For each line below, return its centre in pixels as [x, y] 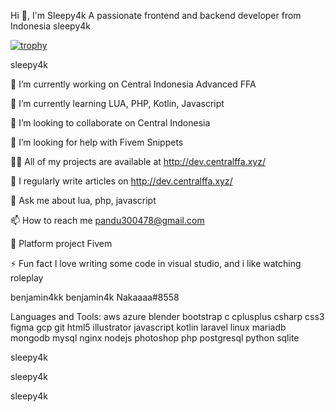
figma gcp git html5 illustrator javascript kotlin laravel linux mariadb [148, 327]
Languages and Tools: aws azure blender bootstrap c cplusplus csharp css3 [167, 316]
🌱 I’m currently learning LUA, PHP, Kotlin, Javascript [117, 103]
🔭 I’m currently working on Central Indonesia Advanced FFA [133, 84]
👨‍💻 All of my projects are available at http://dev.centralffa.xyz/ [138, 161]
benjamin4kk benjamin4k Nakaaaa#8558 [95, 297]
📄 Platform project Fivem [61, 243]
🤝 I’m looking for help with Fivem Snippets [97, 142]
